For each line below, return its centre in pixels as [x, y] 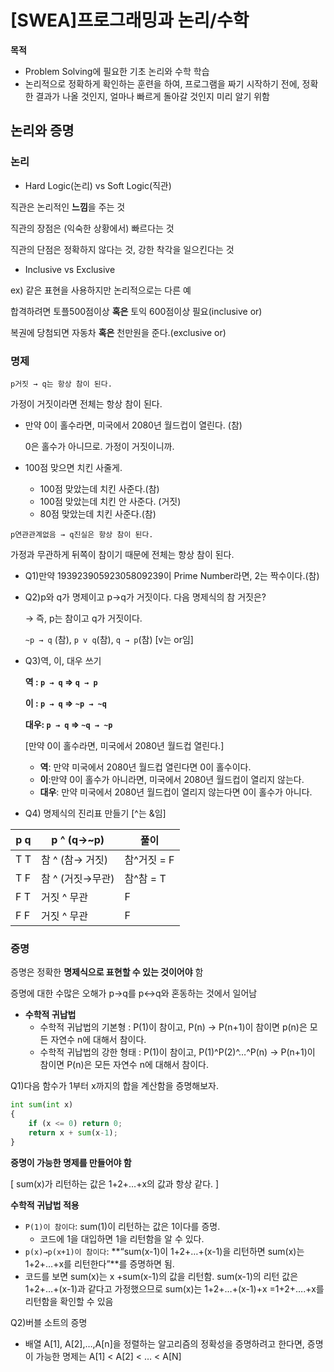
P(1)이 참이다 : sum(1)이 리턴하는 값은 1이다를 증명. [122, 1226]
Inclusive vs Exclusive [70, 269]
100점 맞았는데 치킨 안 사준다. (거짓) [110, 501]
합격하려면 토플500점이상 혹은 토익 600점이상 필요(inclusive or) [136, 311]
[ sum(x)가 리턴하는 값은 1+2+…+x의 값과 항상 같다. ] [115, 1183]
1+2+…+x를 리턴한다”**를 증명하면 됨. [99, 1263]
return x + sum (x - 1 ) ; [73, 1132]
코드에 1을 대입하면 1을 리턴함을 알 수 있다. [122, 1238]
